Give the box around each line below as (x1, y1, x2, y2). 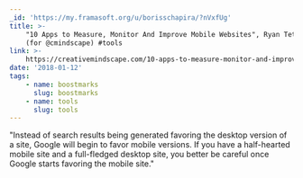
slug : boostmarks (32, 88, 99, 97)
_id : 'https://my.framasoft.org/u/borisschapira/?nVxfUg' (9, 13, 232, 22)
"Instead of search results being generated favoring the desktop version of (9, 129, 288, 140)
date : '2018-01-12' (9, 64, 83, 73)
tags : (9, 72, 30, 81)
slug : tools (32, 105, 78, 114)
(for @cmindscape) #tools (25, 38, 124, 48)
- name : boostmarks (25, 80, 99, 89)
